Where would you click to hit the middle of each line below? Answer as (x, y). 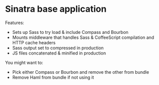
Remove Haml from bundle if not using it (53, 77)
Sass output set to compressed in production (58, 48)
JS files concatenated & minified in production (59, 53)
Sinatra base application (56, 9)
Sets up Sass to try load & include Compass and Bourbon (70, 32)
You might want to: (24, 62)
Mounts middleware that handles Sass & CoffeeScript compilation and (83, 37)
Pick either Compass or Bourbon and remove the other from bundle (80, 72)
